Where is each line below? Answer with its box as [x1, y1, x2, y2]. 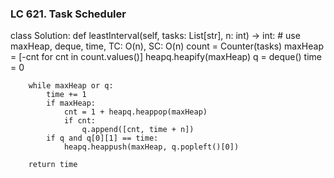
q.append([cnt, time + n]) [81, 125, 195, 135]
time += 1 [46, 90, 87, 100]
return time [28, 160, 78, 170]
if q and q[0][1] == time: [46, 133, 159, 144]
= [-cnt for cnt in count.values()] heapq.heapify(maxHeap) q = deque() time [10, 51, 322, 63]
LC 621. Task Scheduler [10, 7, 127, 21]
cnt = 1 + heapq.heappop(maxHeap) [63, 107, 208, 117]
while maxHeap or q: [28, 81, 114, 91]
